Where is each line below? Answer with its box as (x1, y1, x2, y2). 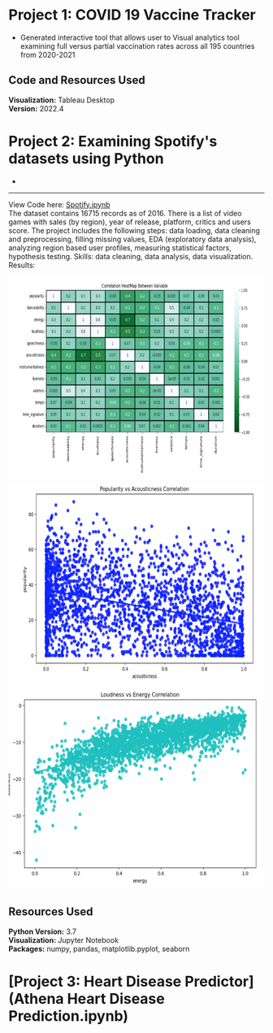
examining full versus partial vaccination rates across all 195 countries (19, 41, 255, 50)
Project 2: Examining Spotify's (8, 132, 218, 150)
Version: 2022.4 (8, 103, 64, 113)
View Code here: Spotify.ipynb (8, 199, 111, 209)
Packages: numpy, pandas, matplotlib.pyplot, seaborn (8, 944, 190, 953)
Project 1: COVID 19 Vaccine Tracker (8, 6, 256, 24)
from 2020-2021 (19, 50, 76, 59)
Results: (8, 260, 36, 270)
